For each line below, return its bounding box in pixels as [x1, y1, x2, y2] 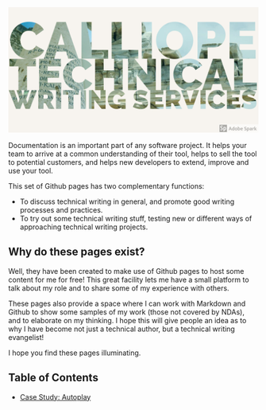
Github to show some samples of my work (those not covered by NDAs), [8, 307, 245, 317]
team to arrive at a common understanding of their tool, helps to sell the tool [8, 149, 257, 158]
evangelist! [8, 332, 44, 342]
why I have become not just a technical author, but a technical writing [8, 324, 236, 334]
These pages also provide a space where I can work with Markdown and [8, 299, 246, 308]
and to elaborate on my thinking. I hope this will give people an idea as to [8, 315, 247, 325]
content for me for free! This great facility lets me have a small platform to [8, 275, 249, 284]
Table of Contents [8, 371, 99, 385]
